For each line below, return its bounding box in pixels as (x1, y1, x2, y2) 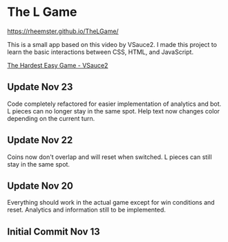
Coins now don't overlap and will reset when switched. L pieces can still (7, 153, 212, 161)
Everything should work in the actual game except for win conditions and (7, 198, 216, 207)
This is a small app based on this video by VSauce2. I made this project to (7, 40, 218, 48)
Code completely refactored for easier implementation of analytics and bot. (7, 100, 222, 108)
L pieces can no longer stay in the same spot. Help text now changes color (7, 106, 220, 115)
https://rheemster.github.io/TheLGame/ (7, 27, 119, 35)
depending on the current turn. (7, 114, 95, 122)
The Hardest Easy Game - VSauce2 (7, 61, 108, 69)
